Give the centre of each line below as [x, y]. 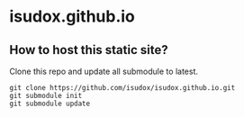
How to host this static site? [89, 50]
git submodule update [50, 103]
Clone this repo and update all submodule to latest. [104, 71]
